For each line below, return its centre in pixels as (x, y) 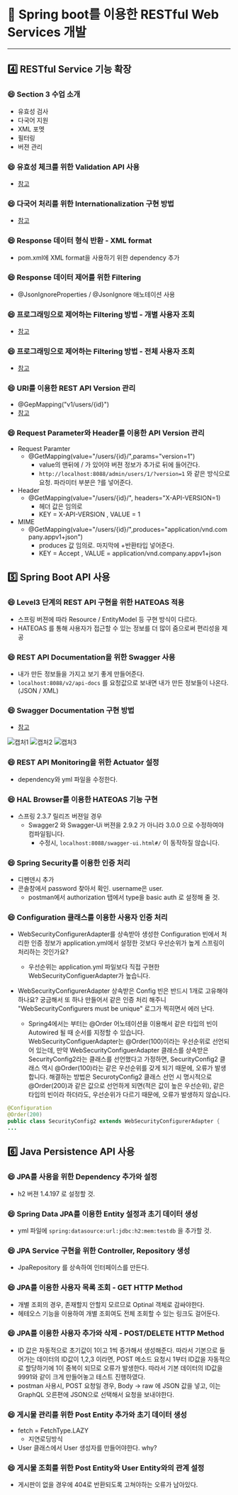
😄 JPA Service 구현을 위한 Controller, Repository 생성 (99, 1250)
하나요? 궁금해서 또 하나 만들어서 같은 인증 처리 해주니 (92, 1000)
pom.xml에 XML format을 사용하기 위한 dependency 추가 (98, 257)
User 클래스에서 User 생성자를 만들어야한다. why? (87, 1448)
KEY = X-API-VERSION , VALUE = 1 (89, 514)
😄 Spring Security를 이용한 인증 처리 (69, 862)
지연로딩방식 (45, 1439)
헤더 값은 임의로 (61, 506)
